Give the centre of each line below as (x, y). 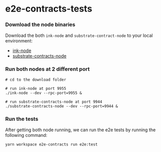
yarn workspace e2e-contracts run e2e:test (52, 144)
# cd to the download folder (36, 80)
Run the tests (22, 119)
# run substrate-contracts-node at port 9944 (54, 102)
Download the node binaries (40, 25)
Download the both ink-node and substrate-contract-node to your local (79, 35)
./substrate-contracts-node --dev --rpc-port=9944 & (62, 106)
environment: (19, 41)
